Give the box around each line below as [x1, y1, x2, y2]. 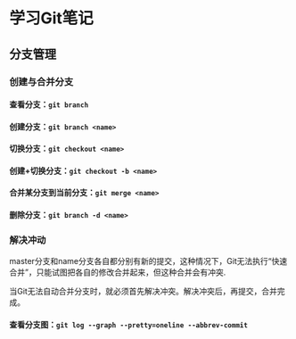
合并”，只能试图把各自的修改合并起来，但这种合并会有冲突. [9, 267, 226, 277]
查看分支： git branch [9, 99, 89, 110]
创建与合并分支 [9, 75, 74, 87]
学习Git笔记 [9, 8, 94, 29]
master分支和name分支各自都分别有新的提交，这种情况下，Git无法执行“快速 [9, 256, 288, 267]
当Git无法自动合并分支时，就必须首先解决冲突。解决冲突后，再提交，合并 [9, 286, 278, 297]
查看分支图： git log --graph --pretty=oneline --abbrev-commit [9, 318, 248, 330]
